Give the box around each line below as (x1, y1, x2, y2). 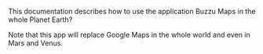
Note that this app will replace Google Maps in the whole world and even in (8, 31, 250, 39)
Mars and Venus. (8, 38, 63, 48)
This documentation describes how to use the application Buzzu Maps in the (8, 7, 256, 16)
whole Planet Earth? (8, 15, 73, 24)
